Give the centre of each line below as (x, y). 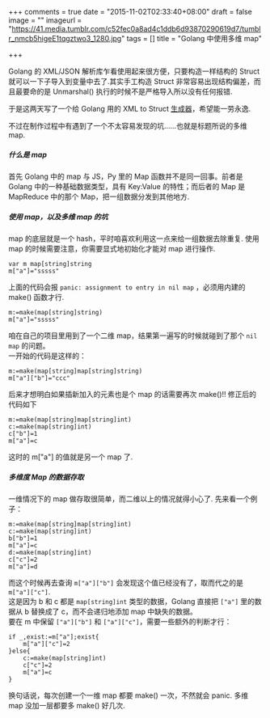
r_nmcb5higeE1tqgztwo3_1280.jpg (65, 38)
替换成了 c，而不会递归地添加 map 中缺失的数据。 (114, 611)
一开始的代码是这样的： (47, 356)
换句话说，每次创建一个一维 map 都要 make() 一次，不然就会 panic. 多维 (129, 695)
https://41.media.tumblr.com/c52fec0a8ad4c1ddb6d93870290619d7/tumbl (136, 29)
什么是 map (27, 154)
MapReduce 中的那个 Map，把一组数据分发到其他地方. (99, 196)
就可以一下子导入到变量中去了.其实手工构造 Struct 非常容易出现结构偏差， (131, 81)
